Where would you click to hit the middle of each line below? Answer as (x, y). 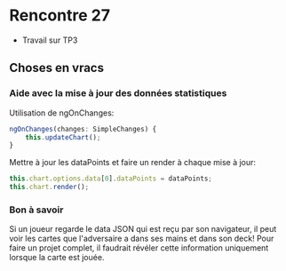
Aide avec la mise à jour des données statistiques (118, 93)
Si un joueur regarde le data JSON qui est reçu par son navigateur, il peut (143, 229)
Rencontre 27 (60, 16)
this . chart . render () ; (49, 187)
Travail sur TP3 (50, 40)
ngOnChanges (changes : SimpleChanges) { (83, 129)
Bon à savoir (36, 210)
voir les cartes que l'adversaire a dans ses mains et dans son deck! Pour (142, 239)
